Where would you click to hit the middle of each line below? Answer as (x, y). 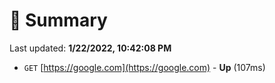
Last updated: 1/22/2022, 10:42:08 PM (90, 48)
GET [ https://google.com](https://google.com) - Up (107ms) (144, 67)
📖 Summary (58, 20)
